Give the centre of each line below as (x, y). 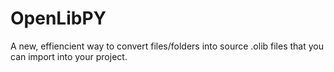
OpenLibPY (58, 18)
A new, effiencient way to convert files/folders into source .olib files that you (167, 46)
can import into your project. (69, 56)
